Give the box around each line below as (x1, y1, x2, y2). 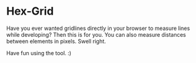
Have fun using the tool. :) (6, 49, 71, 56)
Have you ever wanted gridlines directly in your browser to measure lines (6, 24, 191, 32)
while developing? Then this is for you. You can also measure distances (6, 31, 186, 38)
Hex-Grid (6, 4, 54, 18)
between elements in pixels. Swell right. (6, 37, 106, 45)
